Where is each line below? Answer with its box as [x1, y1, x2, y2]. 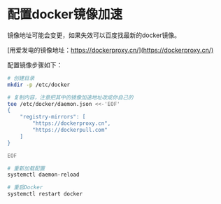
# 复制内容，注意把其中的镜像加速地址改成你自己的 [7, 94, 134, 101]
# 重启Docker [7, 184, 43, 191]
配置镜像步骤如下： [7, 60, 63, 69]
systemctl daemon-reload [7, 171, 80, 179]
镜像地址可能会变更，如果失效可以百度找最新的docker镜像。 [7, 31, 180, 39]
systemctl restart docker [7, 191, 83, 198]
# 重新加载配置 [7, 165, 45, 172]
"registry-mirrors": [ [20, 114, 86, 121]
